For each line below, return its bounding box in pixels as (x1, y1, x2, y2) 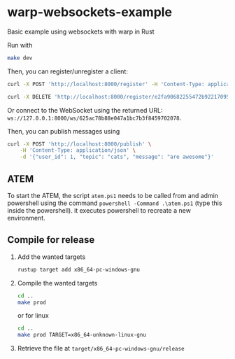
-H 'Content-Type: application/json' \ (20, 147, 136, 154)
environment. (7, 214, 45, 222)
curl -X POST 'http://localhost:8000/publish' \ (7, 141, 152, 148)
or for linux (17, 311, 49, 320)
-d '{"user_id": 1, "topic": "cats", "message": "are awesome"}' (20, 153, 215, 161)
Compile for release (7, 234, 95, 246)
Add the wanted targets (17, 253, 86, 261)
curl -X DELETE (7, 93, 52, 100)
